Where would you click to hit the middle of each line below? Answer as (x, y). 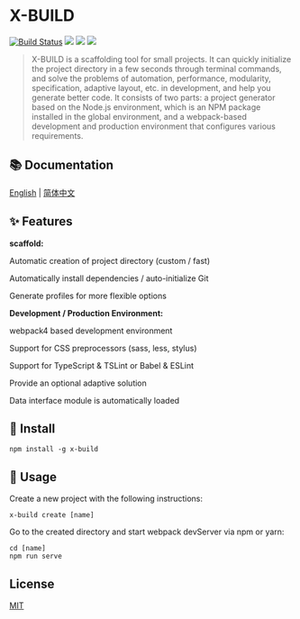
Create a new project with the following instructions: (106, 499)
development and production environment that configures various (154, 126)
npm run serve (36, 556)
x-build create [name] (52, 515)
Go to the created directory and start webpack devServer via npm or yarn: (147, 532)
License (32, 583)
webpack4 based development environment (91, 331)
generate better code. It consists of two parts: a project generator (153, 97)
